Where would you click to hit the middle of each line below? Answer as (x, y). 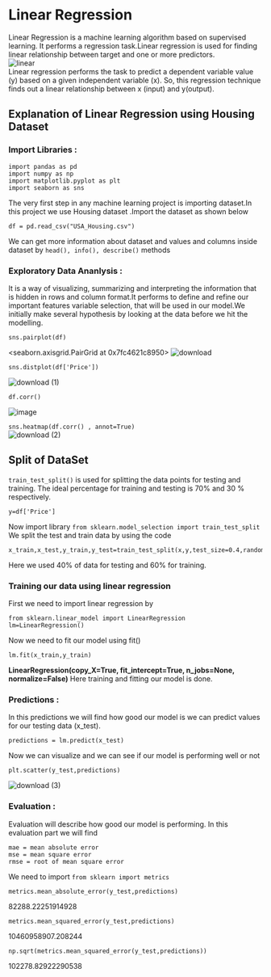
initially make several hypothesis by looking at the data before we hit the (128, 314)
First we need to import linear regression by (81, 604)
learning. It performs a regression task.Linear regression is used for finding (133, 45)
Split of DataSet (48, 460)
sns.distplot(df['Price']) (54, 367)
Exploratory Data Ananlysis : (66, 271)
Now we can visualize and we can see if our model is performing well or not (134, 756)
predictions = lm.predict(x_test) (67, 741)
